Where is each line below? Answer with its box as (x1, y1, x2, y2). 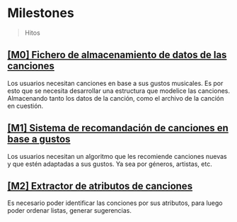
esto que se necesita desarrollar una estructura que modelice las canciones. (7, 87, 231, 95)
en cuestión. (7, 101, 44, 110)
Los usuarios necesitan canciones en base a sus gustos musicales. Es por (7, 79, 224, 87)
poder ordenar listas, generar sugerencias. (7, 206, 132, 215)
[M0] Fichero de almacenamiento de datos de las (7, 49, 227, 61)
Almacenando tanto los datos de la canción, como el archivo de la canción (7, 94, 224, 102)
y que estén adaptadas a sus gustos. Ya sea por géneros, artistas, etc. (7, 160, 212, 168)
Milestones (7, 5, 74, 21)
